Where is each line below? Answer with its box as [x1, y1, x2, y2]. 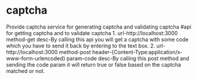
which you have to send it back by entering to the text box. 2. [6, 42, 156, 49]
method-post [59, 48, 91, 55]
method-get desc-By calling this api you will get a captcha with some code [6, 36, 189, 43]
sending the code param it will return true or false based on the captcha [6, 61, 182, 68]
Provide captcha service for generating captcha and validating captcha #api [6, 23, 192, 30]
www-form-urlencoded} [6, 55, 66, 62]
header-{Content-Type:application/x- [92, 48, 183, 55]
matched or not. [6, 67, 46, 74]
